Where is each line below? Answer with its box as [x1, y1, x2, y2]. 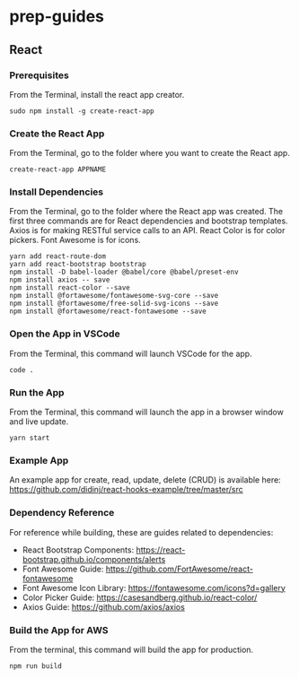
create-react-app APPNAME [9, 165, 106, 174]
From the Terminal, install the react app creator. [9, 89, 185, 100]
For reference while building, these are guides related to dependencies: [9, 527, 274, 537]
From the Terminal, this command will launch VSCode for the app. [9, 348, 253, 359]
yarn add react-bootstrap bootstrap [9, 260, 146, 269]
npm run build [9, 661, 63, 670]
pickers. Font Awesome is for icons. [9, 235, 141, 246]
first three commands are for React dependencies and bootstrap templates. [9, 215, 289, 226]
